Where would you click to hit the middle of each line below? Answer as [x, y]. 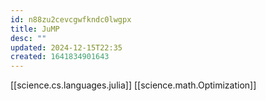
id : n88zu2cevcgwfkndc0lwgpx [71, 19]
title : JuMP [35, 29]
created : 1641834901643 [60, 57]
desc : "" [28, 38]
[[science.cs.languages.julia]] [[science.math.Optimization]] [133, 85]
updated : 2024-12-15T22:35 [66, 47]
